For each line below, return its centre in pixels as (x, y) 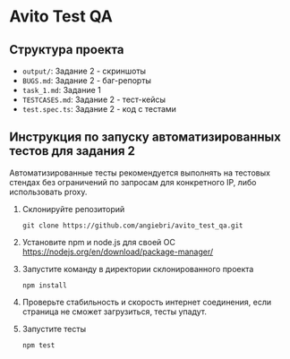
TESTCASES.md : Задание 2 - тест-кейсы (94, 99)
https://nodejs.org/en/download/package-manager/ (118, 252)
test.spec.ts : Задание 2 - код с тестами (99, 109)
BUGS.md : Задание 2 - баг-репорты (87, 81)
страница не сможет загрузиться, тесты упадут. (115, 312)
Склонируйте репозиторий (73, 209)
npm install (44, 285)
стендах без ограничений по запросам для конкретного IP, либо (133, 182)
